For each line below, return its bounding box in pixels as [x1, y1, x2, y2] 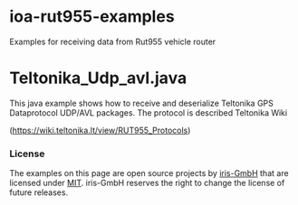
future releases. [9, 187, 69, 198]
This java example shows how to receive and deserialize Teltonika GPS [9, 98, 274, 108]
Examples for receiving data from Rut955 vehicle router [9, 36, 216, 47]
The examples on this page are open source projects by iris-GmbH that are [9, 168, 289, 179]
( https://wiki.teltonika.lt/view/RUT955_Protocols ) [9, 125, 191, 135]
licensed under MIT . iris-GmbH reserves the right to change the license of [9, 178, 285, 189]
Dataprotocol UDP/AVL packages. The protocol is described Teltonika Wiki [9, 107, 288, 118]
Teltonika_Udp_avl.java [9, 68, 187, 89]
